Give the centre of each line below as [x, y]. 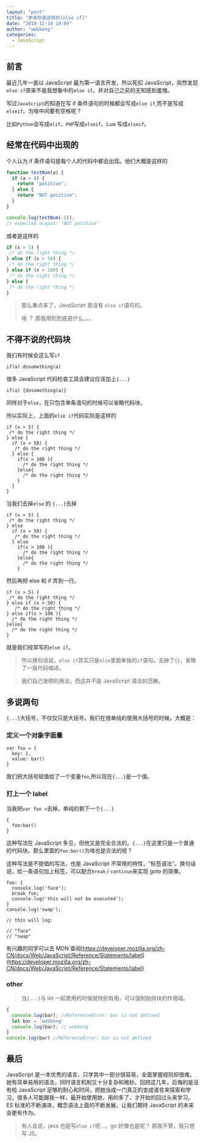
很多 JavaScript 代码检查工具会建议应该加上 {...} [68, 379]
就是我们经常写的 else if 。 [40, 647]
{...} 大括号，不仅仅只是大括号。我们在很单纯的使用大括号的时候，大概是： [101, 718]
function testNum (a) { [35, 172]
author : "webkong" [30, 29]
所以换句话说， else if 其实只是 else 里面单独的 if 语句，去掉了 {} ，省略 [109, 660]
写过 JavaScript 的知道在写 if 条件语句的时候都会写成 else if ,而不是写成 [95, 103]
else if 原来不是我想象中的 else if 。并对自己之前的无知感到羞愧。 [90, 90]
